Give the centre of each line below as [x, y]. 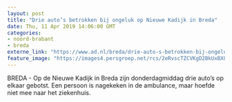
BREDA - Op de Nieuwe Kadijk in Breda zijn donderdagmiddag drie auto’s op [116, 78]
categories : [24, 33]
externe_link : [28, 52]
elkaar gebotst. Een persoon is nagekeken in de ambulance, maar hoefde [111, 85]
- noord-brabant [30, 39]
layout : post [26, 13]
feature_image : [29, 59]
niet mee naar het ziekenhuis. [49, 92]
